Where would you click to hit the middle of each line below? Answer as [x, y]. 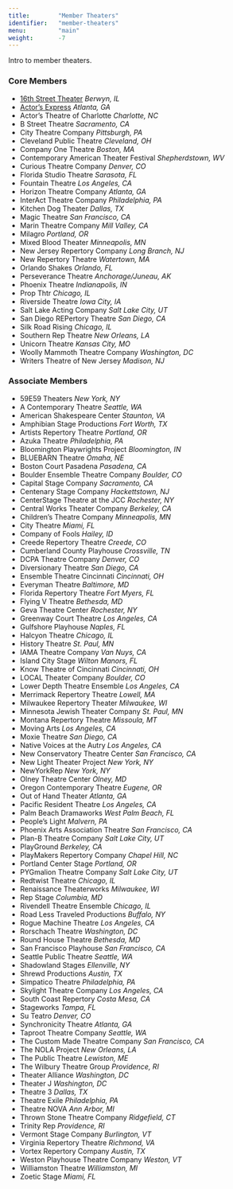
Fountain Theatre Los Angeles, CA [76, 183]
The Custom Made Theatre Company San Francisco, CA [112, 1041]
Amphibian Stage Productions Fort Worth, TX [93, 423]
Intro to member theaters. [50, 60]
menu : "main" [44, 30]
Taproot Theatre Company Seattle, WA [83, 1032]
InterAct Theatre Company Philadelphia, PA [91, 200]
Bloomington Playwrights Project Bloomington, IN [100, 449]
